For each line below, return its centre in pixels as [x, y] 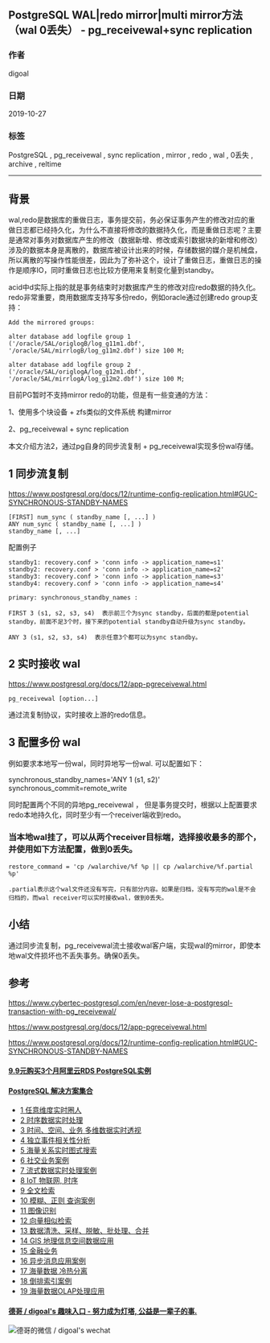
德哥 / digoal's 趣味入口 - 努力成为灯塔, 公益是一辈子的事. [103, 1311]
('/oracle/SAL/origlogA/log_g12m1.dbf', [77, 372]
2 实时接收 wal [44, 664]
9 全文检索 [37, 1191]
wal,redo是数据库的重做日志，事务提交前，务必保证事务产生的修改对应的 [128, 220]
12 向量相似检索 [46, 1221]
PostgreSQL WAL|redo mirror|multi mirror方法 [126, 15]
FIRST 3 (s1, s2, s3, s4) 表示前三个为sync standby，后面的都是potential [129, 613]
